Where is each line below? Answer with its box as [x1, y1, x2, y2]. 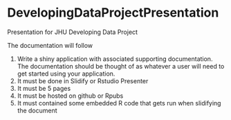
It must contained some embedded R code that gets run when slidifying [17, 98, 221, 107]
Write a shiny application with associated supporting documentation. [17, 54, 213, 63]
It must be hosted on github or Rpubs [17, 92, 124, 100]
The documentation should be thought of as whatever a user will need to [17, 62, 225, 70]
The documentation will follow [7, 41, 93, 49]
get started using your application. [17, 69, 115, 78]
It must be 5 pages [17, 84, 71, 92]
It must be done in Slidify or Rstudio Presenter [17, 76, 149, 85]
